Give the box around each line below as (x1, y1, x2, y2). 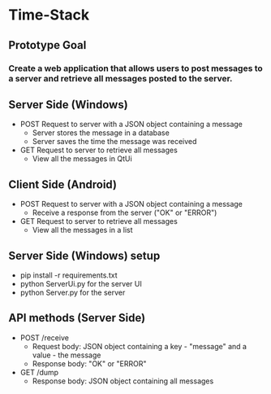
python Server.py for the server (19, 287, 126, 297)
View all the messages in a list (32, 225, 133, 235)
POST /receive (19, 332, 69, 343)
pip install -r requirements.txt (19, 270, 118, 280)
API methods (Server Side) (8, 311, 146, 325)
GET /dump (19, 367, 59, 377)
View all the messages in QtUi (32, 154, 132, 164)
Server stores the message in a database (32, 128, 170, 138)
